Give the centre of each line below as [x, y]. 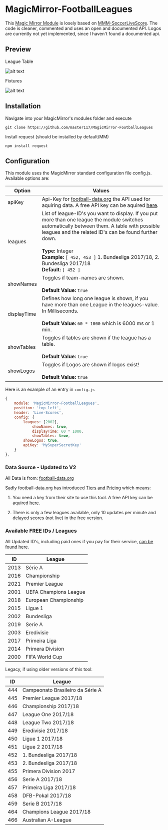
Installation [23, 106]
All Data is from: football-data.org [39, 478]
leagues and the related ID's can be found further [99, 232]
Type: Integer [57, 251]
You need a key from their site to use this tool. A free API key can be [82, 498]
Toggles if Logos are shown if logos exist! [90, 365]
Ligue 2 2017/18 [42, 747]
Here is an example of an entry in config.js [50, 390]
